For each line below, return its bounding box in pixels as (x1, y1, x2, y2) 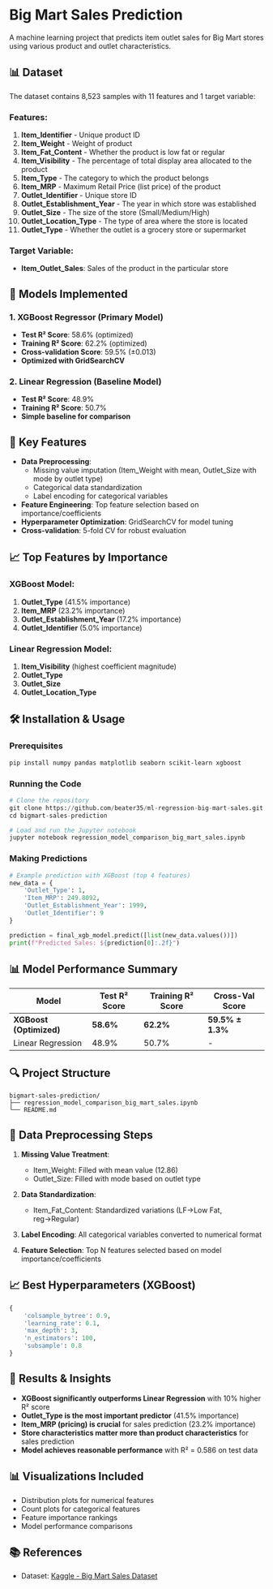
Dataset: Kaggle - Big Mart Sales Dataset (20, 1571, 158, 1581)
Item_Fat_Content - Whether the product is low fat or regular (20, 148, 225, 157)
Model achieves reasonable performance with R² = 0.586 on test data (20, 1445, 258, 1454)
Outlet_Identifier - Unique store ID (20, 191, 137, 200)
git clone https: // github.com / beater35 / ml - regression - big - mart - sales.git (9, 803, 264, 812)
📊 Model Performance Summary (9, 962, 178, 975)
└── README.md (9, 1106, 58, 1114)
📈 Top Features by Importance (9, 550, 168, 564)
